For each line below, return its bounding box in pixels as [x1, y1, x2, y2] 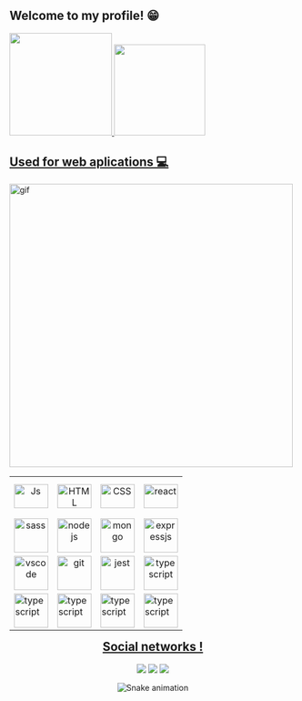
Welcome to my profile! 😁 [9, 8, 160, 24]
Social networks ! [102, 639, 204, 655]
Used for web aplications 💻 [9, 155, 169, 170]
